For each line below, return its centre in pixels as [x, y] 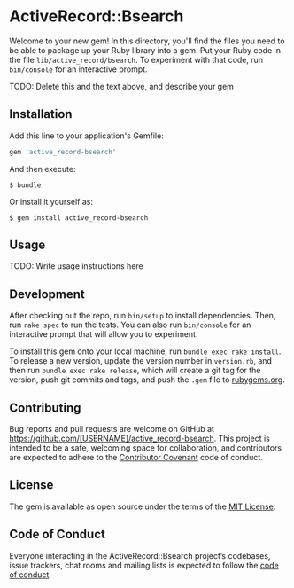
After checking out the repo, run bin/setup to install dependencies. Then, [143, 316]
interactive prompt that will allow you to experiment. [104, 334]
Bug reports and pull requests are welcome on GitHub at [112, 429]
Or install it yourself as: [51, 201]
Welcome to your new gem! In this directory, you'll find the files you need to [147, 41]
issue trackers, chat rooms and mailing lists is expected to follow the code [144, 565]
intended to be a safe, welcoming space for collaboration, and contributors [145, 448]
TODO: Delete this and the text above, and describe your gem [122, 86]
